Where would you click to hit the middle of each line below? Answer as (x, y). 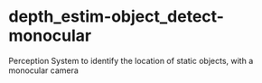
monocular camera (43, 70)
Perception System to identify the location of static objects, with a (131, 60)
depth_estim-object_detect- (117, 17)
